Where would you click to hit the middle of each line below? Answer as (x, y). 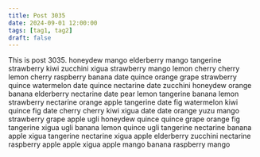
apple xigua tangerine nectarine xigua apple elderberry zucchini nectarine (130, 136)
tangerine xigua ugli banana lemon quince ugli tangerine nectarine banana (130, 128)
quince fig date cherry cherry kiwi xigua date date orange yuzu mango (124, 111)
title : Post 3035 (37, 15)
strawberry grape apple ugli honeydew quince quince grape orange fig (124, 119)
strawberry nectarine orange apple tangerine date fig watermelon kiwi (123, 102)
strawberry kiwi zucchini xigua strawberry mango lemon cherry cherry (124, 69)
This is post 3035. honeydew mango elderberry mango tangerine (115, 60)
